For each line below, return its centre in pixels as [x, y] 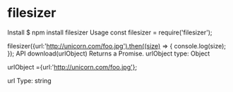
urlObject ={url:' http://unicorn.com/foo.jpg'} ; [72, 67]
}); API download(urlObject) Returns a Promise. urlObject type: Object [109, 53]
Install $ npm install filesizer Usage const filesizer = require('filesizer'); [110, 32]
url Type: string [29, 80]
